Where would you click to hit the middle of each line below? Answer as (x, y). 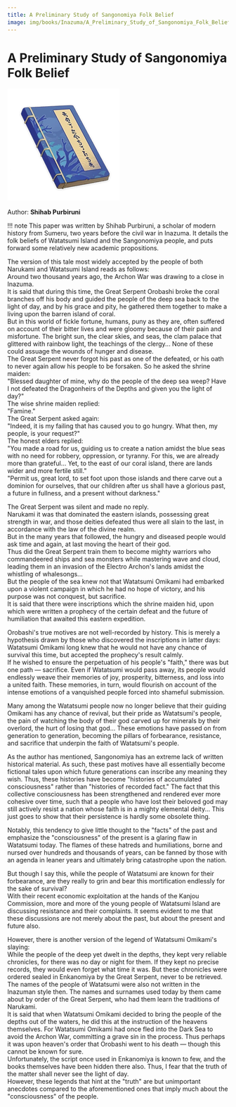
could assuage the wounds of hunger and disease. (81, 351)
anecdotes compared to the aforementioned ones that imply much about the (118, 1089)
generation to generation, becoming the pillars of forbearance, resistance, (114, 736)
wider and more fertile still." (47, 471)
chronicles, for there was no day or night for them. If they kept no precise (113, 962)
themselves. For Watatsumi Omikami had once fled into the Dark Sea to (110, 1029)
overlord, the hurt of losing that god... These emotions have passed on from (117, 728)
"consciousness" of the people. (53, 1096)
